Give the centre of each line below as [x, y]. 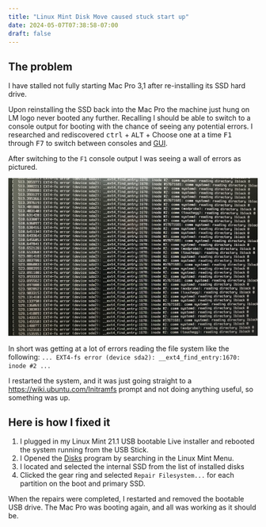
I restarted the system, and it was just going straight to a [100, 380]
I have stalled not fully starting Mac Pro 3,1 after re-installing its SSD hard [127, 86]
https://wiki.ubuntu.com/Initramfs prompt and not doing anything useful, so [131, 389]
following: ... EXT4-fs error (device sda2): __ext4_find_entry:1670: [124, 356]
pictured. [23, 167]
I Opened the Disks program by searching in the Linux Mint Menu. [127, 458]
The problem [40, 66]
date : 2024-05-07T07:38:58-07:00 [63, 25]
